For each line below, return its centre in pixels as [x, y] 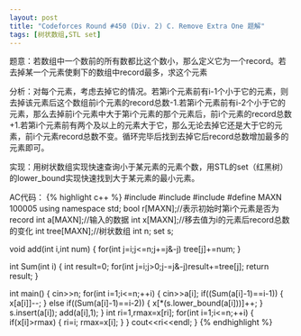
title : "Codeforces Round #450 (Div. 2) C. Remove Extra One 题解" [137, 26]
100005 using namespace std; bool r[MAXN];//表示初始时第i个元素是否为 [144, 209]
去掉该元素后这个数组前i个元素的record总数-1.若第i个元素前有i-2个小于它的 [148, 103]
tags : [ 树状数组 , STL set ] [55, 34]
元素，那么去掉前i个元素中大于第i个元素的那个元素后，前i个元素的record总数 [151, 114]
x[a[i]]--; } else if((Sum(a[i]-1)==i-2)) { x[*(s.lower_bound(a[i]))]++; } [136, 304]
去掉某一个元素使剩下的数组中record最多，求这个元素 [109, 72]
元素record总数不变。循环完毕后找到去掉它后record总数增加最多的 [166, 137]
